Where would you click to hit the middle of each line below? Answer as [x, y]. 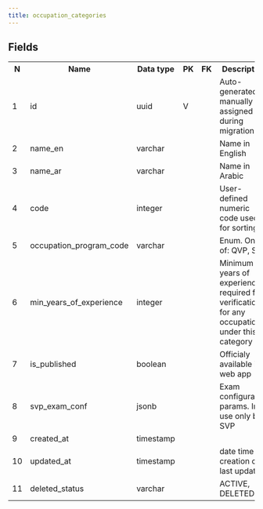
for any [232, 312]
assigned [236, 111]
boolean [151, 364]
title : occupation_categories [58, 15]
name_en [47, 148]
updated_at [51, 461]
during [231, 121]
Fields [23, 47]
